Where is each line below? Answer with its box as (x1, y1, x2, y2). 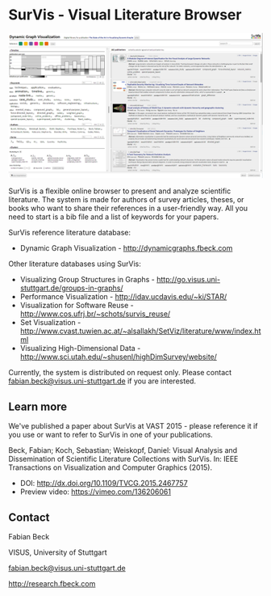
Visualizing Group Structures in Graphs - (19, 275, 156, 285)
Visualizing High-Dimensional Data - (19, 344, 141, 353)
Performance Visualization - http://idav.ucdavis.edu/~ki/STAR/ (19, 292, 227, 302)
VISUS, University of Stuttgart (8, 547, 107, 557)
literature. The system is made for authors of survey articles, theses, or (8, 195, 244, 205)
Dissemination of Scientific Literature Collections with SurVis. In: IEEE (8, 454, 239, 464)
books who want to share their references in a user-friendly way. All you (8, 204, 248, 213)
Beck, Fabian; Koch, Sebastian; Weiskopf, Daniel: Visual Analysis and (8, 446, 238, 455)
